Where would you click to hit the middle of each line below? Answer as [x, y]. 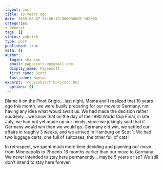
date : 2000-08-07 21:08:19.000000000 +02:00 [51, 19]
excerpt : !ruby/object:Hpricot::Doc [42, 82]
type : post [16, 42]
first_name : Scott [28, 73]
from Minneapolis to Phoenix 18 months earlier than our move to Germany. [80, 151]
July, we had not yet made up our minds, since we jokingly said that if [75, 121]
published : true [21, 46]
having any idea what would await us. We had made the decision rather [77, 111]
